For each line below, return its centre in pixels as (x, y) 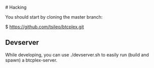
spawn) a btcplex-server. (31, 60)
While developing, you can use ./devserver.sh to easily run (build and (77, 54)
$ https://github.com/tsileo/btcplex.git (45, 27)
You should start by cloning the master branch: (54, 17)
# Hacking (16, 7)
